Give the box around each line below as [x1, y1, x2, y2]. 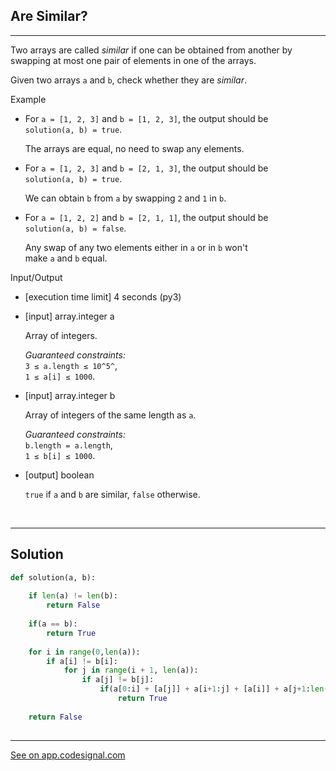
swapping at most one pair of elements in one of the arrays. [10, 54, 257, 66]
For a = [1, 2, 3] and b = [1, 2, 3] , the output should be [24, 112, 269, 124]
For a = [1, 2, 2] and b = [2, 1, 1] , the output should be [24, 211, 269, 223]
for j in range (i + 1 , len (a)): [63, 665, 199, 676]
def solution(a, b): [10, 572, 97, 583]
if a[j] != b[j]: [81, 675, 155, 685]
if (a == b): [28, 619, 78, 629]
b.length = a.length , [24, 439, 113, 451]
